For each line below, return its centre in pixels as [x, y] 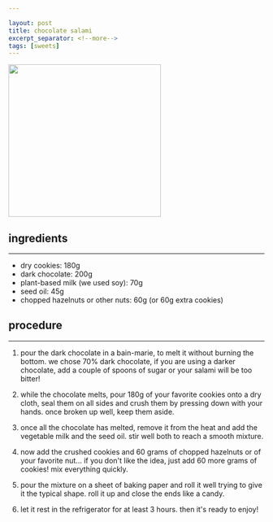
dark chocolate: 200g [56, 274]
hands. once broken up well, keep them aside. [97, 411]
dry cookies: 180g [50, 266]
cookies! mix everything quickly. [74, 469]
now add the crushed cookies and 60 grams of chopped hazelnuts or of [141, 451]
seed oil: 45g [42, 291]
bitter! [30, 378]
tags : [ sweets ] [34, 46]
